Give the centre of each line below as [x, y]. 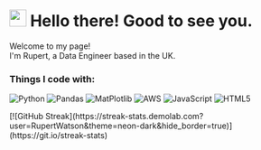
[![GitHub [26, 117]
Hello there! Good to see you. [141, 21]
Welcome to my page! [50, 46]
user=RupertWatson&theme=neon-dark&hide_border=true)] [121, 126]
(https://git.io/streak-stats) [59, 136]
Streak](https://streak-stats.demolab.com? [124, 117]
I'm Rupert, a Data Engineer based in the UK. [93, 55]
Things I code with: [52, 79]
